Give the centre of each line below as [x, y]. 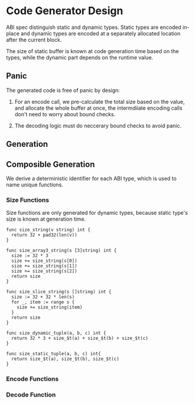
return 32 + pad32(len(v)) [44, 235]
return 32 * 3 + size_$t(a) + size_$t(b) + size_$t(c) [80, 338]
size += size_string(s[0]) [44, 261]
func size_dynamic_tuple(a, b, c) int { [56, 333]
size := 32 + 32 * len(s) [43, 297]
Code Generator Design [65, 11]
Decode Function [31, 395]
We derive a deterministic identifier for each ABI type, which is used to [91, 178]
